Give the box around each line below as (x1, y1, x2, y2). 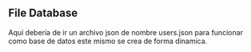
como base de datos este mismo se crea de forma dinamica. (8, 36, 208, 46)
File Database (8, 6, 78, 20)
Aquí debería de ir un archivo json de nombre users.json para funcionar (8, 27, 244, 37)
